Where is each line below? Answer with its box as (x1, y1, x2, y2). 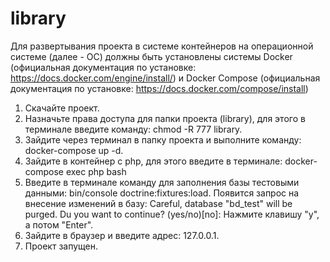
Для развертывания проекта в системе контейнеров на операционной (10, 40, 314, 52)
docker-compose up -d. (24, 144, 124, 156)
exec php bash (65, 165, 127, 177)
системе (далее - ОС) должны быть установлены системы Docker (10, 50, 293, 62)
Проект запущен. (24, 240, 98, 252)
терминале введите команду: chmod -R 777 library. (24, 123, 243, 135)
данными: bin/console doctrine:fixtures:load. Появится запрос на (24, 187, 300, 199)
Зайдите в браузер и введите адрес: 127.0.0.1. (24, 229, 220, 241)
